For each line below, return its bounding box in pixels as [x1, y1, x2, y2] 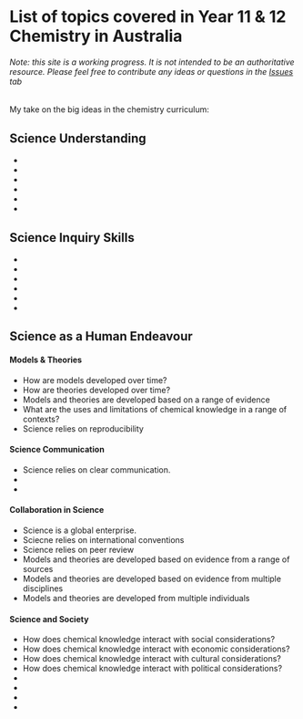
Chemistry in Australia [9, 26, 183, 47]
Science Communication [9, 444, 105, 455]
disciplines [22, 583, 64, 594]
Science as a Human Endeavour [9, 328, 193, 344]
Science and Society [9, 613, 89, 624]
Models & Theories [9, 354, 83, 365]
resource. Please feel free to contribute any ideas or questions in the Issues [9, 66, 294, 77]
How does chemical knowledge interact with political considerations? [22, 663, 283, 674]
